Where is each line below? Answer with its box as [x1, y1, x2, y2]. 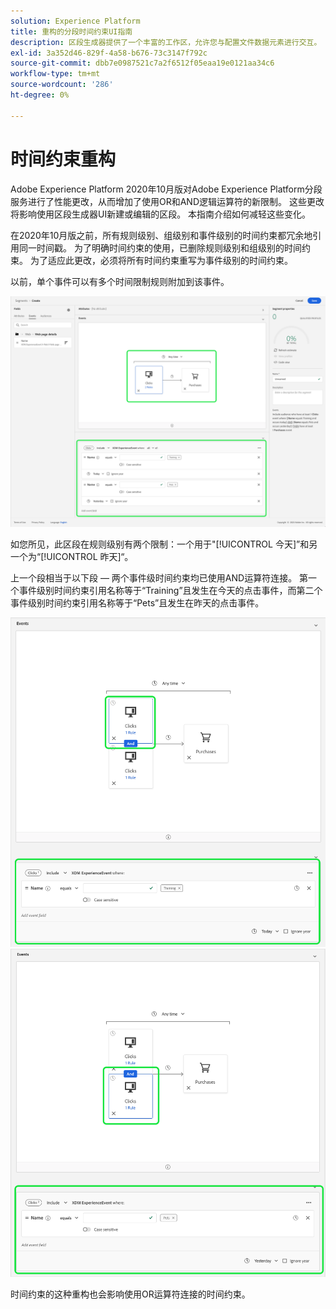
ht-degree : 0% [10, 90, 70, 100]
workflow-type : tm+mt [10, 69, 101, 79]
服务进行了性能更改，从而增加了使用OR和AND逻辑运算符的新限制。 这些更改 [10, 195, 325, 207]
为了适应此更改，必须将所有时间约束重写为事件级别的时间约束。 [29, 254, 293, 266]
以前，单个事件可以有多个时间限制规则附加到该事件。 [10, 275, 230, 287]
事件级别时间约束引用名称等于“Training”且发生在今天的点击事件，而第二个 [18, 584, 323, 596]
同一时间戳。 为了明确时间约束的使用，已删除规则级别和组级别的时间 [18, 241, 302, 254]
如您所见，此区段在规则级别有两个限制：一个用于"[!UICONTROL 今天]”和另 [10, 538, 318, 550]
